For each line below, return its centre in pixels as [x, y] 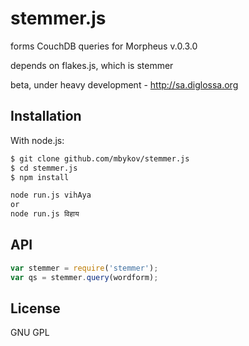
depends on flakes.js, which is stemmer [92, 65]
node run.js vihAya [51, 195]
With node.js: [37, 140]
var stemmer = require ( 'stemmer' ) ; [84, 268]
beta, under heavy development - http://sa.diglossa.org [124, 84]
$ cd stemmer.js [44, 168]
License [35, 308]
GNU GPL [30, 333]
